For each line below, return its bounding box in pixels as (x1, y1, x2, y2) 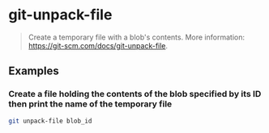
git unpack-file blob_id (8, 117, 92, 125)
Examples (8, 64, 59, 78)
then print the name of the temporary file (8, 98, 173, 110)
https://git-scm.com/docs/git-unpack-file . (28, 40, 169, 50)
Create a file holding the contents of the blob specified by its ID (8, 89, 262, 100)
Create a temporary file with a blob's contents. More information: (28, 32, 246, 42)
